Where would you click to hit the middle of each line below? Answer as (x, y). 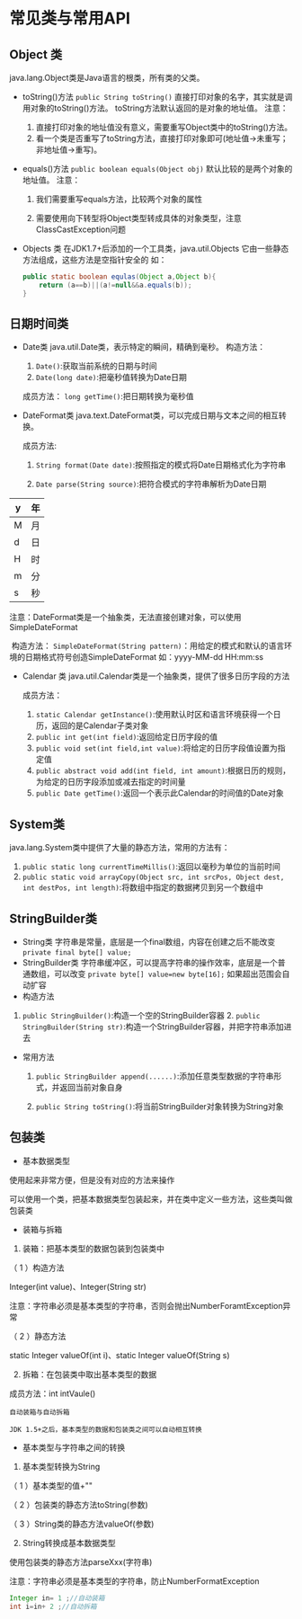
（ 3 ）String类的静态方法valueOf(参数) (82, 1524)
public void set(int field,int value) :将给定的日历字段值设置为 (157, 748)
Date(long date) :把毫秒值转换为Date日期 (111, 378)
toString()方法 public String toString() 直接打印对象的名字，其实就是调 (157, 97)
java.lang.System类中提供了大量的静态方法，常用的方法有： (120, 848)
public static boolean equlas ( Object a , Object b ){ (119, 277)
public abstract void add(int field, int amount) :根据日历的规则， (163, 770)
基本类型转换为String (61, 1466)
